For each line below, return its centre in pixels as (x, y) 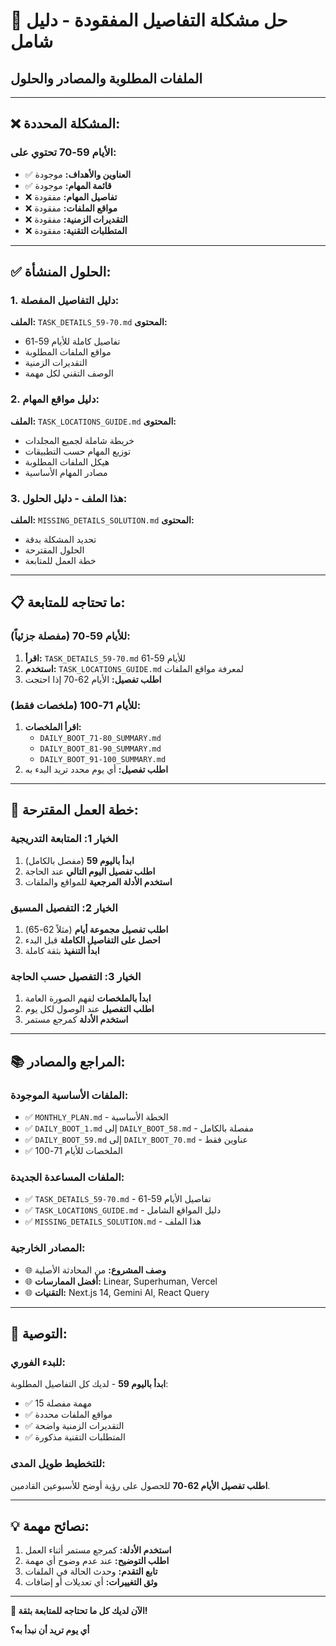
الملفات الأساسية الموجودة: (69, 1095)
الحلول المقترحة (54, 550)
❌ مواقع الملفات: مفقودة (71, 208)
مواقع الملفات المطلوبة (68, 352)
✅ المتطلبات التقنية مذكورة (75, 1437)
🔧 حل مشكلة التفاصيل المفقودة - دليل (149, 20)
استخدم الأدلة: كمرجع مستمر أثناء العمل (98, 1550)
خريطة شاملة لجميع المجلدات (79, 440)
